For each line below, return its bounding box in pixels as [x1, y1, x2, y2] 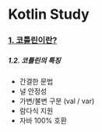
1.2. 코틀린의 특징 [8, 55, 61, 65]
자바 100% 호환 [19, 116, 68, 126]
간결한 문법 [19, 77, 54, 87]
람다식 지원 [19, 106, 54, 116]
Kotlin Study [8, 5, 90, 23]
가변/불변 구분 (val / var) [19, 96, 95, 106]
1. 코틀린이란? [8, 35, 58, 46]
